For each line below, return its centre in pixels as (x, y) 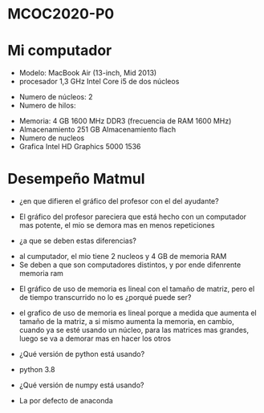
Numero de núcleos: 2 (56, 97)
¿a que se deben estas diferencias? (78, 241)
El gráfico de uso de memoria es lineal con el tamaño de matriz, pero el (137, 289)
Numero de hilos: (47, 106)
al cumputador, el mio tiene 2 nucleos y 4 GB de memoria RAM (123, 257)
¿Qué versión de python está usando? (82, 354)
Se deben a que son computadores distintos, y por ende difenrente (130, 265)
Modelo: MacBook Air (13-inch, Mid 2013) (88, 73)
